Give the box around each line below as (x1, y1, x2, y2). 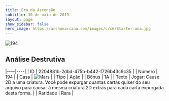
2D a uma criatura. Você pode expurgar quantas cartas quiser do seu (5, 79, 150, 85)
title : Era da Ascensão (5, 7, 56, 13)
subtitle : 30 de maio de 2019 (5, 12, 70, 17)
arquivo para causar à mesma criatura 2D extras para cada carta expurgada (5, 84, 164, 90)
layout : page (5, 17, 33, 22)
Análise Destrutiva (5, 55, 65, 63)
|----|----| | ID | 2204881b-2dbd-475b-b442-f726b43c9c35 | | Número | (5, 68, 158, 74)
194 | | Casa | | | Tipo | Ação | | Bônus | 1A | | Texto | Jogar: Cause (5, 74, 160, 80)
